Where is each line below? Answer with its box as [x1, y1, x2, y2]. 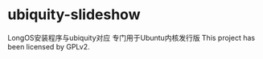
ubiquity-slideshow [7, 6, 141, 24]
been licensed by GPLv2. [7, 41, 90, 51]
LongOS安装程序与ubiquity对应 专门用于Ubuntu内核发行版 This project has [7, 33, 255, 42]
